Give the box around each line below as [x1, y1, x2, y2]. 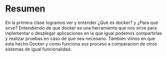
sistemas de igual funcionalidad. [5, 46, 72, 52]
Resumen [5, 3, 46, 14]
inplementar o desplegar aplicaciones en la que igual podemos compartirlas [5, 30, 162, 36]
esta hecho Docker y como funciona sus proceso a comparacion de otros [5, 40, 157, 46]
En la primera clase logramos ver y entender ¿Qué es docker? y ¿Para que [5, 19, 158, 25]
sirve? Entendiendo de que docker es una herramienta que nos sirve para [5, 24, 157, 30]
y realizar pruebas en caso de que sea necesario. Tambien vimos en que [5, 35, 155, 41]
